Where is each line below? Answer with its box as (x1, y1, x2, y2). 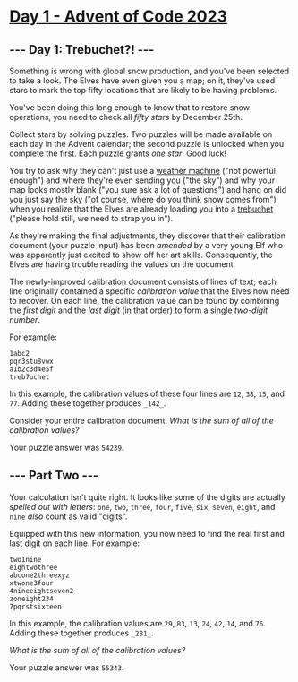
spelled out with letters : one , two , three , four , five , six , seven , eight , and (9, 501, 276, 512)
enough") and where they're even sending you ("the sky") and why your (9, 175, 276, 186)
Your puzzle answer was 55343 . (9, 661, 124, 673)
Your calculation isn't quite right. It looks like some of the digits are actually (9, 491, 286, 503)
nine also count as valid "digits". (9, 511, 128, 522)
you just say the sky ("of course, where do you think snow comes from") (9, 194, 277, 204)
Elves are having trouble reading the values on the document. (9, 259, 236, 270)
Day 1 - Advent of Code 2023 (9, 6, 228, 27)
